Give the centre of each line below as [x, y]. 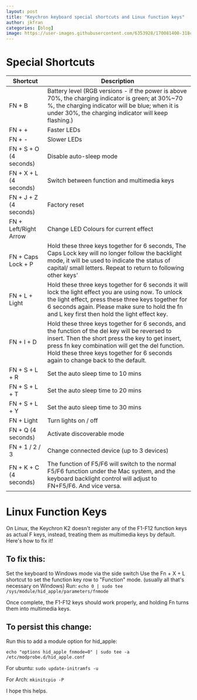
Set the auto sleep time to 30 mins [94, 408]
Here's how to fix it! [30, 541]
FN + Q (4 [23, 430]
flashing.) [60, 120]
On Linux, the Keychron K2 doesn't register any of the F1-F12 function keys [97, 528]
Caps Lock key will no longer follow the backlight [114, 253]
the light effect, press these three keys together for [117, 299]
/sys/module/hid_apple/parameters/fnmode [57, 591]
